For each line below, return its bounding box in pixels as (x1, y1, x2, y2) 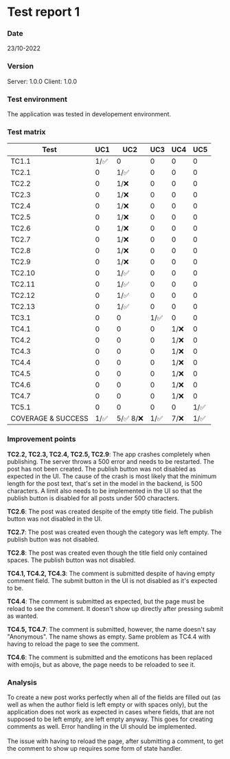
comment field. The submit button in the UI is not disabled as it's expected (7, 576, 218, 585)
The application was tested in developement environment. (7, 110, 172, 118)
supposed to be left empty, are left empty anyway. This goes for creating (7, 715, 214, 723)
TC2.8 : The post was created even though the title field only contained (7, 548, 208, 557)
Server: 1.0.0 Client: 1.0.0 (7, 77, 78, 85)
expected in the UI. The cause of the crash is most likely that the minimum (7, 472, 217, 480)
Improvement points (7, 434, 76, 444)
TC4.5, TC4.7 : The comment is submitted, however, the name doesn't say (7, 625, 216, 633)
